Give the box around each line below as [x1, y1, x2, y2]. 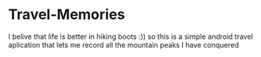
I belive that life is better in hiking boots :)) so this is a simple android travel [8, 32, 253, 41]
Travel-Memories [8, 6, 126, 24]
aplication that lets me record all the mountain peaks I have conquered [8, 40, 240, 49]
